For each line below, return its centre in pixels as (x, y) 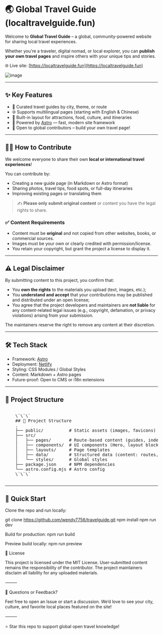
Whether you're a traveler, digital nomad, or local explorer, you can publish (80, 51)
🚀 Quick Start (25, 498)
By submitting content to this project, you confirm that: (60, 280)
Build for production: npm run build (40, 535)
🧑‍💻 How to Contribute (38, 148)
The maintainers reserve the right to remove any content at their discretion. (80, 325)
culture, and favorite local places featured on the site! (58, 607)
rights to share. (32, 210)
